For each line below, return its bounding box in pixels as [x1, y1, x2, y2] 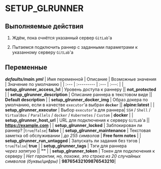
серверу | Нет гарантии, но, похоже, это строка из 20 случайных [5, 153, 141, 159]
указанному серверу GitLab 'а [12, 49, 74, 55]
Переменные [5, 63, 48, 71]
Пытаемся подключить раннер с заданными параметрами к [12, 44, 138, 50]
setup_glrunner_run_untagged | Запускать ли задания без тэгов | [5, 138, 141, 143]
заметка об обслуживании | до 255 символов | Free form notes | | [5, 132, 142, 138]
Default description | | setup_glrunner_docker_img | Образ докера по [5, 97, 148, 102]
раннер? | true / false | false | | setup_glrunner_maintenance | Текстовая [5, 127, 151, 133]
